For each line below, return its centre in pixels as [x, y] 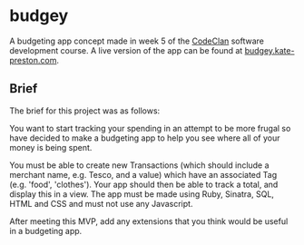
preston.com [33, 60]
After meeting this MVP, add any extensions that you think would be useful [149, 221]
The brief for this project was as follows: [85, 111]
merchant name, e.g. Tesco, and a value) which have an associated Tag [143, 174]
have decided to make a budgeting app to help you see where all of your [145, 138]
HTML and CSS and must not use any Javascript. [101, 203]
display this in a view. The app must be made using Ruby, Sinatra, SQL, [142, 194]
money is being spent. [51, 147]
